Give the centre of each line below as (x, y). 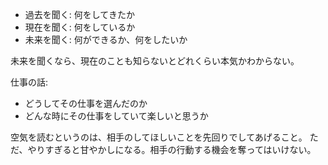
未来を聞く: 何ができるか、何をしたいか (106, 39)
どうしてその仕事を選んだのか (86, 103)
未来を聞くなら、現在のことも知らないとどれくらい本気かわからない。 (155, 61)
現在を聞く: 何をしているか (80, 27)
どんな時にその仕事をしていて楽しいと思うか (116, 116)
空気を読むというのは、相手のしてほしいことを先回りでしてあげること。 (159, 137)
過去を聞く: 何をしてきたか (79, 14)
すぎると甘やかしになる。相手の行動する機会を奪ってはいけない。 (180, 149)
